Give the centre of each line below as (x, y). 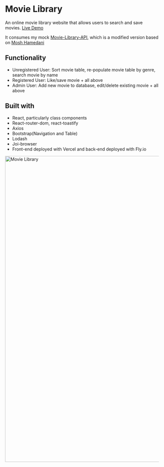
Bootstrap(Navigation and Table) (45, 133)
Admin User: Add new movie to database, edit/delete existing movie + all (85, 85)
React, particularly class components (49, 118)
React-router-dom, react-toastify (45, 123)
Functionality (26, 58)
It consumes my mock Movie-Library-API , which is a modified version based (82, 37)
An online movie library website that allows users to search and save (74, 23)
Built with (20, 106)
